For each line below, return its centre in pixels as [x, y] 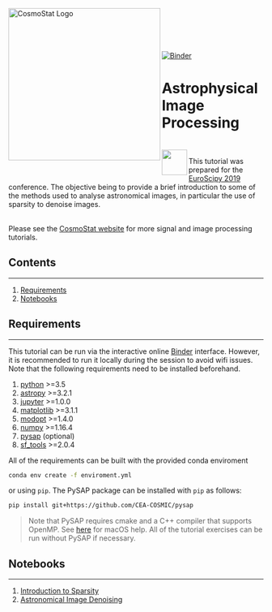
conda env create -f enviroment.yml [70, 475]
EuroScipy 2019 [215, 178]
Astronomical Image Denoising [71, 600]
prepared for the [216, 170]
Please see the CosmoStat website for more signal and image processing [130, 228]
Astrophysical [210, 88]
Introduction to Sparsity [59, 591]
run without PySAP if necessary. [82, 538]
